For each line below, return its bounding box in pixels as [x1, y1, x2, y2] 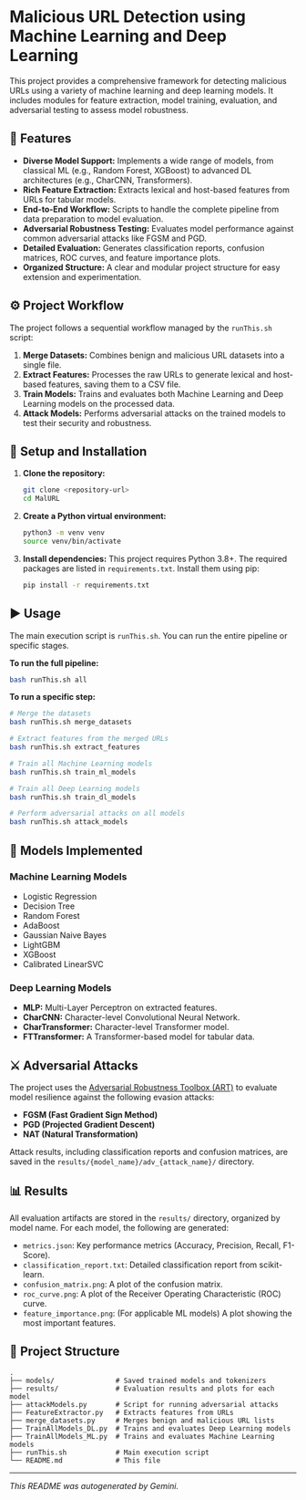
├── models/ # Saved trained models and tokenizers [9, 1376, 267, 1385]
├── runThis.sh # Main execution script [9, 1448, 209, 1457]
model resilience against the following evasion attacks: [9, 1091, 215, 1102]
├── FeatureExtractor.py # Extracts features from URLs [9, 1408, 234, 1417]
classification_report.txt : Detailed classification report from [22, 1259, 258, 1270]
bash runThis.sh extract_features [9, 743, 141, 752]
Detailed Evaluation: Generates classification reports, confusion [22, 242, 265, 253]
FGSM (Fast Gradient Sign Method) [22, 1109, 158, 1120]
